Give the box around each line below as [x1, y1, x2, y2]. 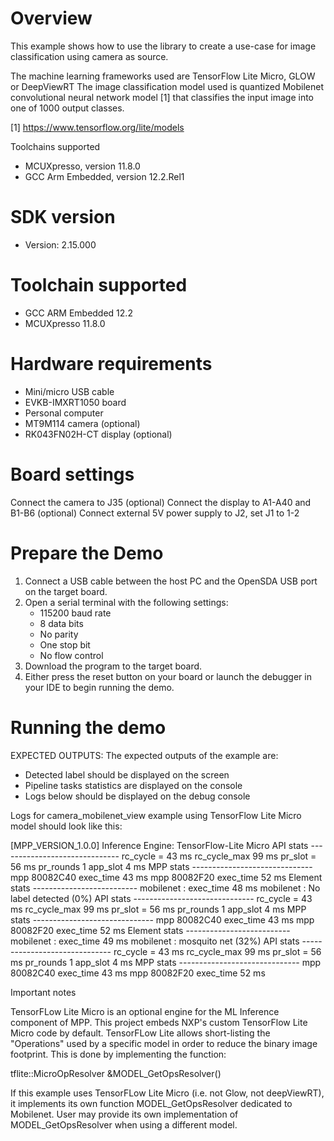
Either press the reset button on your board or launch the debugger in [24, 670, 312, 682]
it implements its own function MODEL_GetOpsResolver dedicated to [10, 1097, 293, 1109]
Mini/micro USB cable [24, 385, 115, 397]
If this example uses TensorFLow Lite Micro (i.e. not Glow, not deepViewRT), [10, 1087, 325, 1099]
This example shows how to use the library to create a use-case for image [10, 40, 317, 52]
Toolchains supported [10, 140, 101, 152]
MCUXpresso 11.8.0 [24, 317, 106, 329]
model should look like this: [10, 820, 123, 832]
